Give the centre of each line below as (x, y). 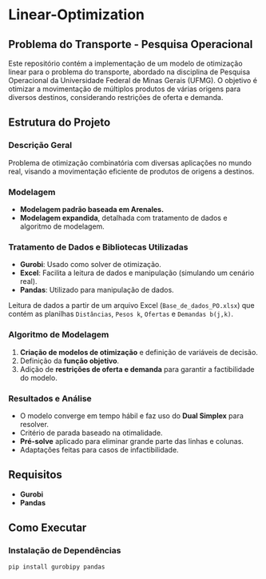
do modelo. (38, 377)
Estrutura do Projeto (60, 123)
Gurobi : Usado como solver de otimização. (91, 265)
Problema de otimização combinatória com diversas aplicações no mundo (130, 162)
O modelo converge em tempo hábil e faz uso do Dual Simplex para (131, 415)
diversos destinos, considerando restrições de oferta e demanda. (116, 97)
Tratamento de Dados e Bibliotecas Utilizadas (98, 247)
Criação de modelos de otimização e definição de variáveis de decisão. (139, 352)
